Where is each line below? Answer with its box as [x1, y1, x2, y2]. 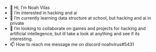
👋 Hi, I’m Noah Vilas [9, 5, 50, 10]
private [9, 20, 25, 26]
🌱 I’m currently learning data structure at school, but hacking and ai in [9, 15, 152, 21]
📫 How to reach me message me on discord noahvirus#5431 [9, 42, 134, 47]
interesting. [9, 36, 33, 42]
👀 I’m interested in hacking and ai [9, 10, 77, 16]
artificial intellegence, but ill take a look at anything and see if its [9, 31, 140, 36]
